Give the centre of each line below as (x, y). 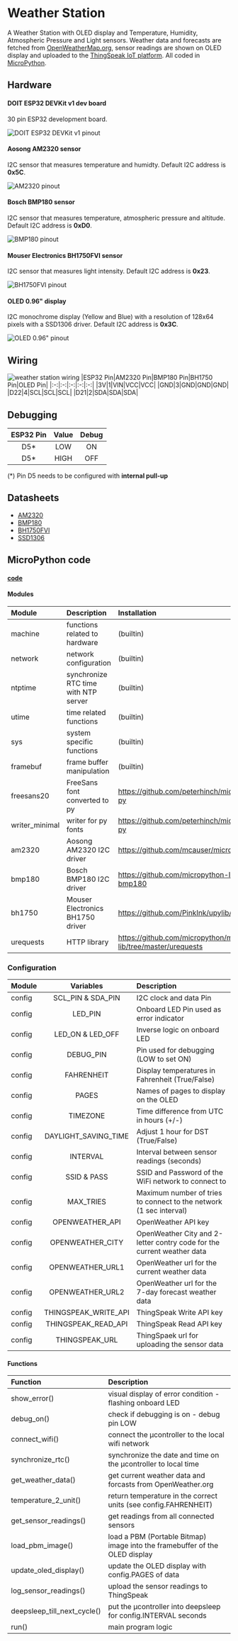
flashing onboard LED (144, 1403)
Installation (137, 612)
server (77, 701)
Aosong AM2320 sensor (44, 149)
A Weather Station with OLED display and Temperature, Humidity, (103, 33)
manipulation (88, 771)
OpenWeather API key (173, 1222)
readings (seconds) (169, 1161)
